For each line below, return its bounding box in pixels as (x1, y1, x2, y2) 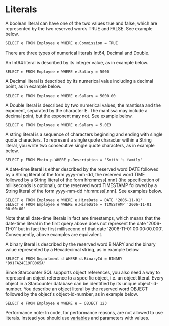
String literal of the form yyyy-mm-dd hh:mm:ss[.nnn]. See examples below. (5, 188, 162, 194)
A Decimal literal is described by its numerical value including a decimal (5, 78, 153, 84)
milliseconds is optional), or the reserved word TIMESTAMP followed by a (5, 182, 157, 188)
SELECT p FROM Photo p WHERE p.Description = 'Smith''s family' (5, 157, 143, 162)
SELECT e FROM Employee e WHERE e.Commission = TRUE (5, 40, 118, 46)
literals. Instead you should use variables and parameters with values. (5, 315, 150, 321)
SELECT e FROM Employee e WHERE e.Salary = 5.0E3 (5, 122, 112, 127)
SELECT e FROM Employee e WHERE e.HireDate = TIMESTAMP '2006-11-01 (5, 202, 152, 207)
